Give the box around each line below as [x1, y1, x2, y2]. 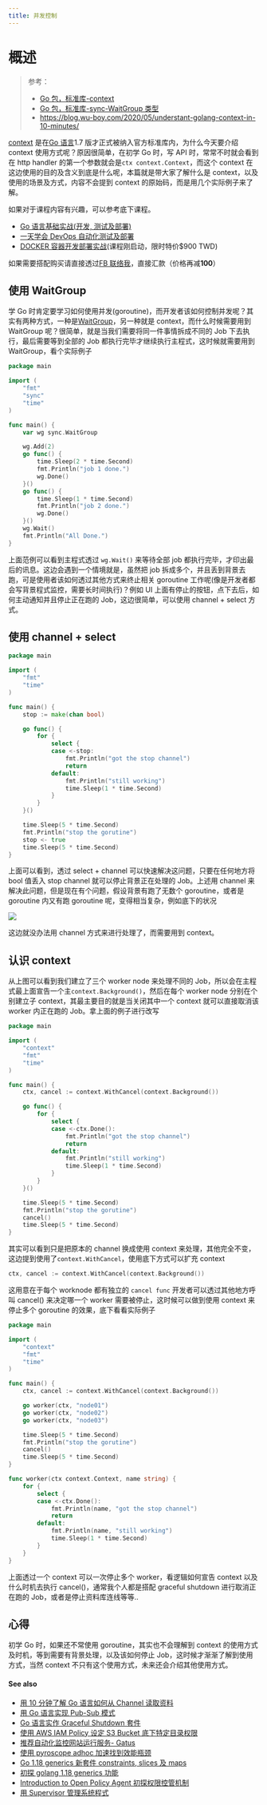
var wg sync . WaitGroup [22, 428, 98, 436]
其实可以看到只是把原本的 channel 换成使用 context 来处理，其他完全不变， [8, 1244, 256, 1254]
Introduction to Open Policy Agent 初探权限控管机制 [19, 1778, 190, 1787]
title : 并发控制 [8, 11, 57, 20]
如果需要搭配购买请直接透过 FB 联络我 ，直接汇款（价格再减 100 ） [8, 258, 221, 268]
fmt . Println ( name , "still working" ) [50, 1527, 173, 1535]
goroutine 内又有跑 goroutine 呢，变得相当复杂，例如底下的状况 [8, 896, 218, 906]
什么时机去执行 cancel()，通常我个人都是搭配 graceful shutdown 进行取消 [8, 1582, 249, 1592]
